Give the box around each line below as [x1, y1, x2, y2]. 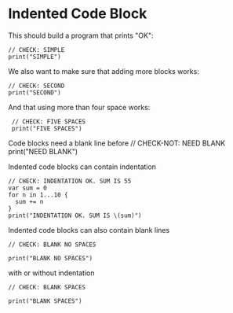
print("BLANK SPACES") [8, 296, 82, 305]
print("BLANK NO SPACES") [8, 254, 93, 262]
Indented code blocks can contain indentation [8, 162, 157, 171]
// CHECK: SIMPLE [8, 46, 65, 53]
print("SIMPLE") [8, 53, 61, 61]
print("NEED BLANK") [8, 146, 78, 156]
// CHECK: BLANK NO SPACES [8, 241, 96, 249]
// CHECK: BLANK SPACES [8, 283, 86, 291]
